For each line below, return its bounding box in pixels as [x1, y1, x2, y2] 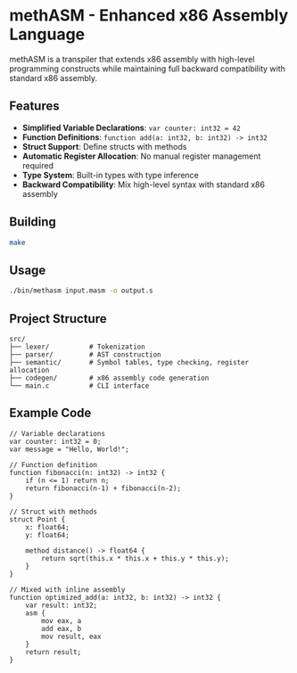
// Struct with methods [9, 507, 98, 516]
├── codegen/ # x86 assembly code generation [9, 373, 210, 382]
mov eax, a [41, 616, 82, 625]
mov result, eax [41, 632, 102, 641]
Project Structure [9, 311, 107, 326]
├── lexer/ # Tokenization [9, 342, 145, 351]
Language [9, 24, 86, 45]
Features [9, 99, 60, 114]
